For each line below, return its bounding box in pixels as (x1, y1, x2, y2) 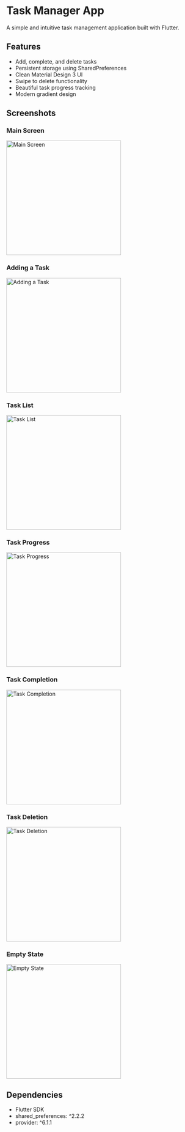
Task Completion (6, 675, 58, 684)
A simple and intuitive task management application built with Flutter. (6, 24, 180, 31)
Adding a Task (6, 263, 50, 272)
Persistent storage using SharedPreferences (15, 64, 127, 72)
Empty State (6, 950, 44, 958)
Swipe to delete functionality (15, 77, 87, 84)
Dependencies (6, 1089, 63, 1100)
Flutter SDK (15, 1106, 45, 1113)
